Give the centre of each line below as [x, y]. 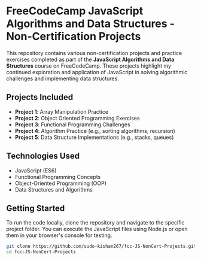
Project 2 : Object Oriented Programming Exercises [77, 118]
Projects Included [40, 97]
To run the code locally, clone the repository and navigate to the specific [95, 223]
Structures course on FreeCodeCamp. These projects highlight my [89, 66]
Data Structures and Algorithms [54, 189]
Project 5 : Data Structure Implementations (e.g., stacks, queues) [94, 137]
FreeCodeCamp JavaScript [75, 11]
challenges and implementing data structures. [63, 78]
